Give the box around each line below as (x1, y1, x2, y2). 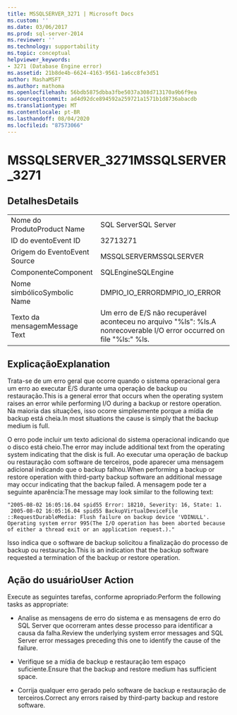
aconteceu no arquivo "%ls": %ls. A (99, 317, 217, 326)
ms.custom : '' (7, 17, 49, 24)
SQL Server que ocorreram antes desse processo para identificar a (17, 621, 213, 630)
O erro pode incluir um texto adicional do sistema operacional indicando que (7, 435, 229, 444)
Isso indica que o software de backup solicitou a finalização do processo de (7, 539, 229, 547)
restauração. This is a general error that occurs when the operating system (7, 392, 224, 401)
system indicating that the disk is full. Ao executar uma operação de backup (7, 451, 228, 459)
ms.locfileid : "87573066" (7, 121, 83, 129)
